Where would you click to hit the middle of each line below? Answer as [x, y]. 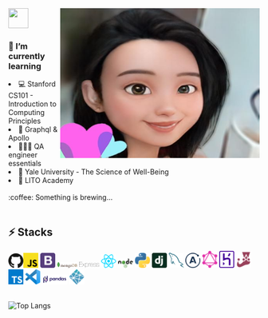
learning [25, 66]
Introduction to [33, 104]
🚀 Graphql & [38, 129]
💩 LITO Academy [46, 181]
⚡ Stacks [31, 232]
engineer [23, 155]
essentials [25, 164]
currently [27, 56]
